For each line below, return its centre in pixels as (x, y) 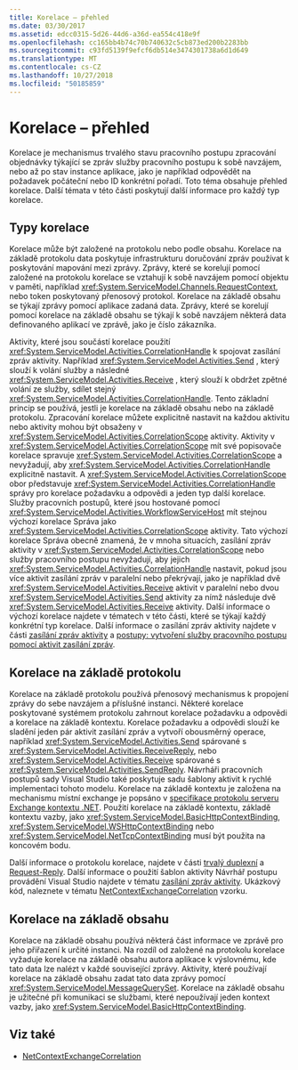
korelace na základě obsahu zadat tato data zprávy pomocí (117, 978)
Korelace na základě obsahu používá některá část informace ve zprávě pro (146, 940)
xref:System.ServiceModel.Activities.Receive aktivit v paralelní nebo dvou (144, 588)
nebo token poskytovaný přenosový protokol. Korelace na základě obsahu (145, 296)
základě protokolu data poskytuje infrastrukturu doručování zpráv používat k (149, 258)
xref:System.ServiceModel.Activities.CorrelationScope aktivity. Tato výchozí (149, 531)
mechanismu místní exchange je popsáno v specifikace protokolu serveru (144, 798)
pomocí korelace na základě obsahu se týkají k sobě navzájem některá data (148, 315)
